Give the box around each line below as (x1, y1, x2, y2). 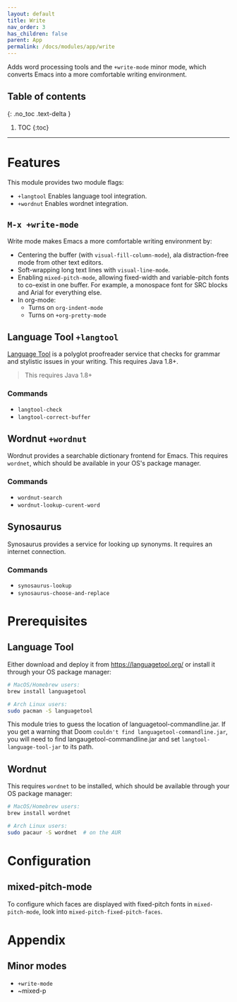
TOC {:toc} (17, 123, 49, 132)
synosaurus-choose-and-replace (17, 589, 110, 597)
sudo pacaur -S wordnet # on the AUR (7, 829, 121, 836)
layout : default (7, 10, 55, 18)
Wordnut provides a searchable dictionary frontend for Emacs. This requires (7, 451, 229, 460)
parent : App (7, 37, 42, 44)
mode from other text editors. (17, 258, 104, 266)
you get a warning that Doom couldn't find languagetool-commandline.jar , (7, 727, 228, 736)
